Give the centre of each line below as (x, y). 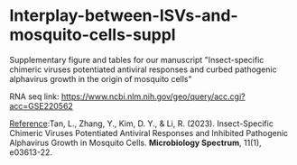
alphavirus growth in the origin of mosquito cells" (101, 78)
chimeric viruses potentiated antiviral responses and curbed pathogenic (143, 69)
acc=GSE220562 (42, 105)
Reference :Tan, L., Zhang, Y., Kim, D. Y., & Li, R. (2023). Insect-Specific (141, 124)
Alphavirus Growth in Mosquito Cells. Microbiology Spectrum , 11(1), (135, 142)
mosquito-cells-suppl (93, 35)
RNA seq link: (34, 96)
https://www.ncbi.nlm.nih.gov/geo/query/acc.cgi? (153, 96)
